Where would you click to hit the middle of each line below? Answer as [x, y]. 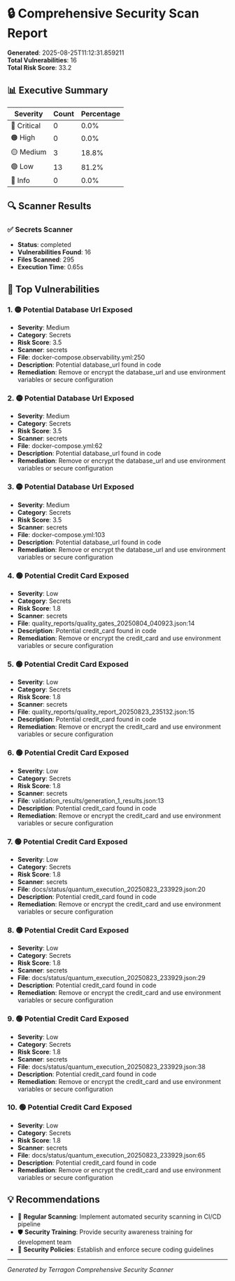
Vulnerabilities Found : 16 [54, 252]
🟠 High [23, 137]
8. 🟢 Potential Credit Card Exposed [68, 930]
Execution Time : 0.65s [50, 267]
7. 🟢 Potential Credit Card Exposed [67, 841]
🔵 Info [20, 180]
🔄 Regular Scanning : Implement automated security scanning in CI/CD [119, 1216]
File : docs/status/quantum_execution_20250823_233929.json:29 [112, 978]
